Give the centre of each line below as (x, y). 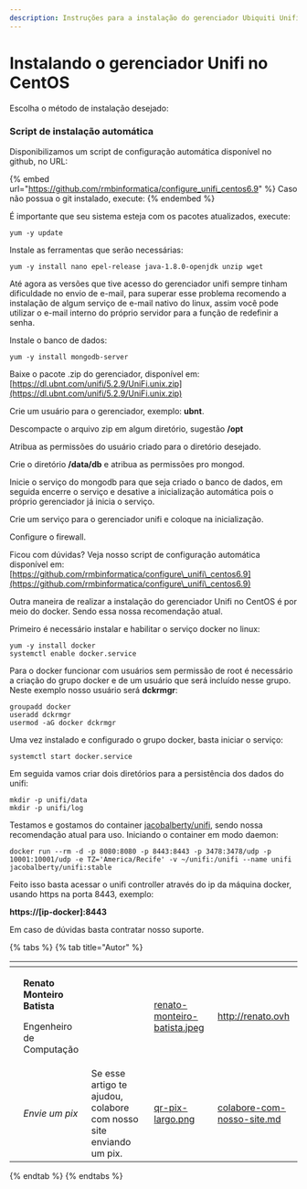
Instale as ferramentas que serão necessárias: (96, 250)
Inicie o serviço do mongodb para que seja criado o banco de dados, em (146, 482)
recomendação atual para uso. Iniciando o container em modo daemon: (144, 834)
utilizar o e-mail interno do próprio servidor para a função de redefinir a (144, 313)
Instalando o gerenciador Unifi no (139, 63)
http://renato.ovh (254, 1016)
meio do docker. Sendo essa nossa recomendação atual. (116, 611)
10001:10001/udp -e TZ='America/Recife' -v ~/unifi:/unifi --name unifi (151, 859)
